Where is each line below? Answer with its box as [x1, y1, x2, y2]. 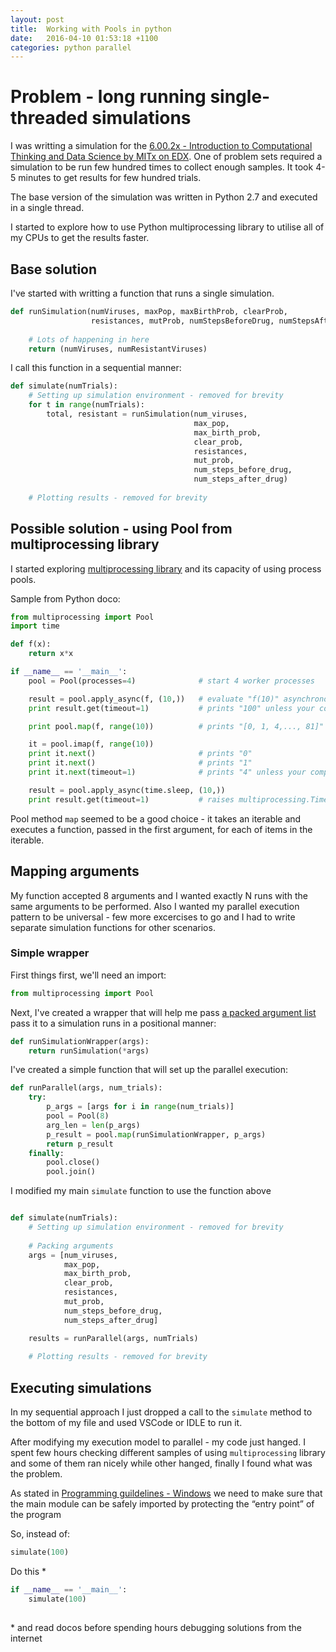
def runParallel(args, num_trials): [10, 1083, 163, 1093]
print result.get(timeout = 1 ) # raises [28, 794, 235, 805]
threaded [10, 107, 88, 130]
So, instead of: [10, 1528, 71, 1540]
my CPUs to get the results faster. [10, 232, 150, 244]
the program [10, 1509, 62, 1521]
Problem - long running [10, 86, 207, 108]
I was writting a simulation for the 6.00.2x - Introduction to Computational [10, 140, 313, 152]
